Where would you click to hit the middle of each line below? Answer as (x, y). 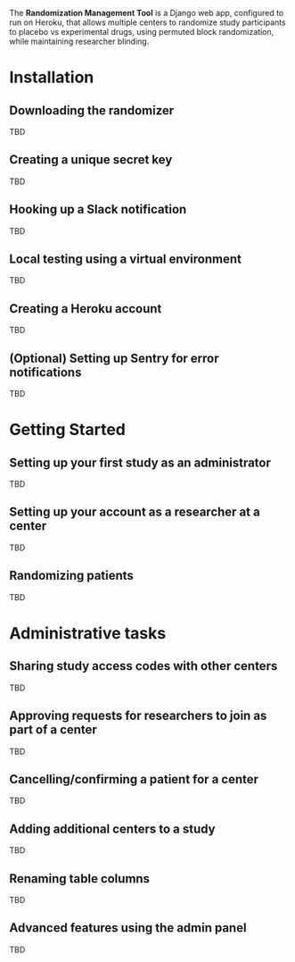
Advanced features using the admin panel (128, 928)
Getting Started (68, 430)
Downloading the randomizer (92, 110)
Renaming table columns (79, 878)
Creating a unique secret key (91, 160)
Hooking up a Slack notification (98, 209)
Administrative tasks (88, 633)
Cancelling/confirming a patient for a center (134, 779)
